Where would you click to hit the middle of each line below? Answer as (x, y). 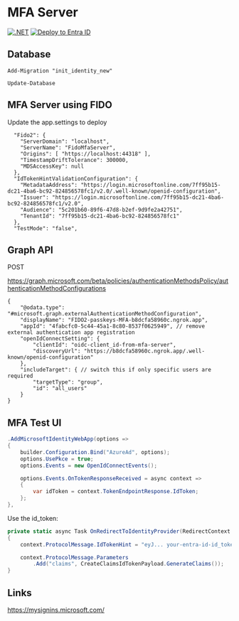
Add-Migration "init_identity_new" (60, 71)
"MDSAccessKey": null (52, 166)
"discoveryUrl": (57, 351)
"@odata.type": (43, 308)
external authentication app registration (71, 333)
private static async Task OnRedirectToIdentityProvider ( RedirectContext (119, 531)
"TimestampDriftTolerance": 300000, (75, 160)
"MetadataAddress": (49, 185)
